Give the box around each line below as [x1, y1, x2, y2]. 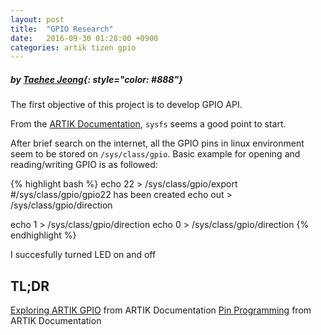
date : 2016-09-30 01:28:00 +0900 [10, 33, 159, 43]
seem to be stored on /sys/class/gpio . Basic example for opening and [10, 148, 301, 160]
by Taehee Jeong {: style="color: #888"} [10, 73, 183, 85]
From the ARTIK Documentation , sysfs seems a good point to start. [10, 118, 287, 130]
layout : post [10, 14, 65, 25]
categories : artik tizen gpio [10, 42, 137, 53]
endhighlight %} [10, 229, 77, 241]
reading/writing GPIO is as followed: [10, 159, 158, 171]
